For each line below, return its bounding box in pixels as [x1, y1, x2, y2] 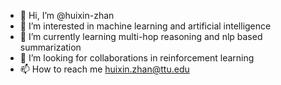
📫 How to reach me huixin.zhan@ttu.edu [19, 63, 190, 75]
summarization [19, 41, 82, 53]
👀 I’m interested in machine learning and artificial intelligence [19, 20, 272, 32]
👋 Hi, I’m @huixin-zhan [19, 10, 115, 21]
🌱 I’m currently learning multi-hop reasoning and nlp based [19, 31, 263, 42]
